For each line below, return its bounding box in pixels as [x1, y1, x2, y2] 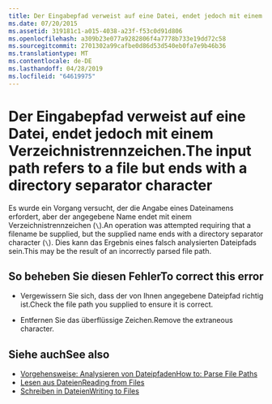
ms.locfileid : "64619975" [8, 72, 96, 80]
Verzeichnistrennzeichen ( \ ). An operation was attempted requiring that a [8, 220, 251, 230]
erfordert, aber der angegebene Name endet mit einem [8, 212, 192, 221]
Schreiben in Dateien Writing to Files [19, 386, 140, 396]
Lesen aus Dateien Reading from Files [19, 378, 145, 388]
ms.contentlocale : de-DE [8, 58, 92, 66]
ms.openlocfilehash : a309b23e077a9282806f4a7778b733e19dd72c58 [8, 34, 227, 43]
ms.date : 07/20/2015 [8, 19, 79, 28]
